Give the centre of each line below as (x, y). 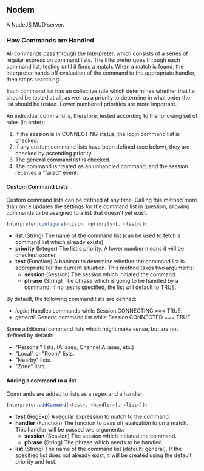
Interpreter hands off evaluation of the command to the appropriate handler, (101, 73)
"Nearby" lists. (33, 360)
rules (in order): (26, 122)
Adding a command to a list (42, 380)
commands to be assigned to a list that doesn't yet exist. (77, 213)
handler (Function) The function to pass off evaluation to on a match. (101, 423)
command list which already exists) (59, 242)
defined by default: (30, 336)
